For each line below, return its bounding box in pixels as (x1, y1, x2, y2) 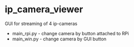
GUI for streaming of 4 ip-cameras (5, 20, 78, 27)
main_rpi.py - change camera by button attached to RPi (12, 30, 129, 36)
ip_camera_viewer (5, 4, 83, 15)
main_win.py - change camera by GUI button (12, 36, 107, 42)
